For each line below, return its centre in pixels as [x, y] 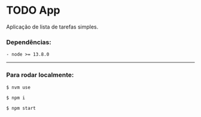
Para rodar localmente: [40, 75]
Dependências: [29, 42]
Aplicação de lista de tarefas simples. [52, 27]
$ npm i [16, 98]
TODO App [33, 10]
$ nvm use [19, 87]
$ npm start [21, 108]
